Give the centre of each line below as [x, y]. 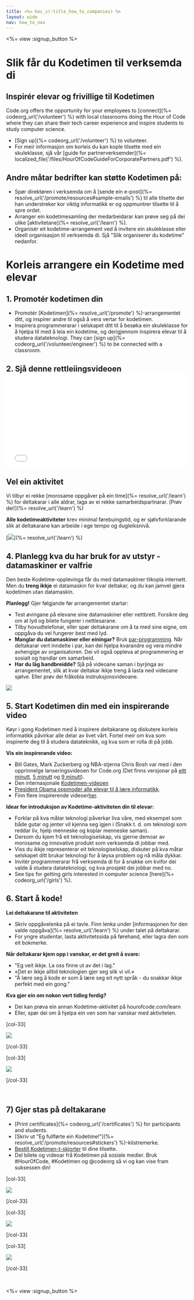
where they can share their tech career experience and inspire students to [95, 123]
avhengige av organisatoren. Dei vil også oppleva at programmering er [99, 652]
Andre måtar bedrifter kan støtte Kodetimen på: [94, 177]
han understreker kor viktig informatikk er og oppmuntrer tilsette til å [96, 204]
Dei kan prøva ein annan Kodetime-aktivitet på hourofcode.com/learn [98, 1006]
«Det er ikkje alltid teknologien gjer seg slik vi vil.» [75, 971]
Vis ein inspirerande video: [39, 753]
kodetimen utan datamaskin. [40, 592]
